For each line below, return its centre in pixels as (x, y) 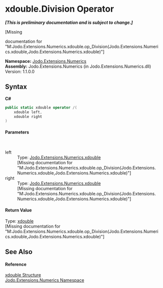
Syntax (16, 87)
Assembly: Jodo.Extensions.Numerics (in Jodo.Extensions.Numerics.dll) (78, 66)
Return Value (18, 210)
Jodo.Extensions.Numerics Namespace (45, 280)
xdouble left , (28, 112)
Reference (16, 264)
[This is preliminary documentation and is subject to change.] (69, 22)
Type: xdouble (19, 221)
